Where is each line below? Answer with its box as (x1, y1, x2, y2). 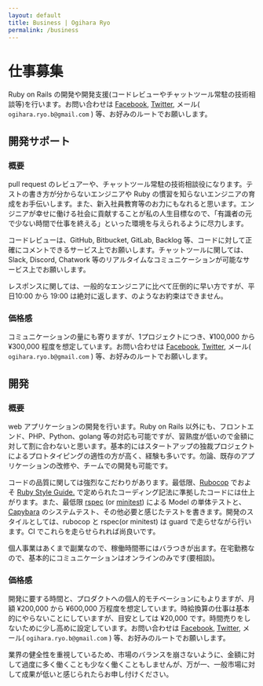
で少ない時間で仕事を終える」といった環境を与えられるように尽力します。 (8, 219, 249, 228)
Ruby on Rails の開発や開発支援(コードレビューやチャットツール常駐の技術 (8, 89, 249, 99)
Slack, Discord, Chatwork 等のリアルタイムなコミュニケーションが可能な (8, 255, 243, 264)
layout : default (8, 11, 61, 20)
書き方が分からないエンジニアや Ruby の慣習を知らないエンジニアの (28, 189, 249, 199)
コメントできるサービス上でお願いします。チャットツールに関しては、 (21, 245, 248, 254)
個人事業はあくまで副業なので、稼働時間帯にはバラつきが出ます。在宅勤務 (8, 543, 249, 553)
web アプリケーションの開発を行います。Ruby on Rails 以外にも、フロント (8, 421, 247, 431)
